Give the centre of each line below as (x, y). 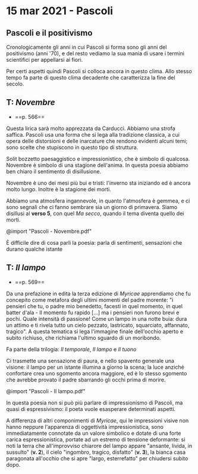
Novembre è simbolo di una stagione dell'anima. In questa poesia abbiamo (97, 165)
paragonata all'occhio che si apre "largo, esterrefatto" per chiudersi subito (97, 458)
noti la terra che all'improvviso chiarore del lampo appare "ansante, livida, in (99, 445)
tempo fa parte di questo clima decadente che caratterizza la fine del (91, 78)
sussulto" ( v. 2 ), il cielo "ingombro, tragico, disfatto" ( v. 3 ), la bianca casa (96, 452)
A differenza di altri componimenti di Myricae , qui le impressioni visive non (98, 421)
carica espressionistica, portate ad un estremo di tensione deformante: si (96, 439)
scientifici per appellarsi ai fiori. (45, 60)
